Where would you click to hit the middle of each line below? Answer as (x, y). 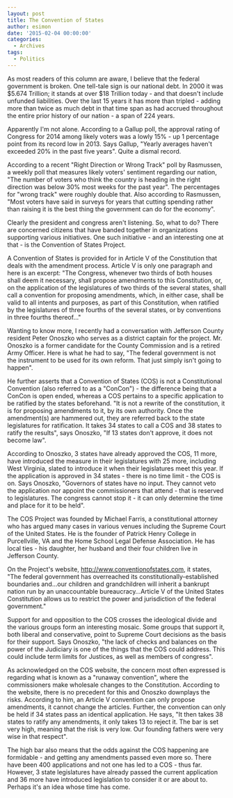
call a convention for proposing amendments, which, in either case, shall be (115, 295)
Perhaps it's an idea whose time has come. (69, 787)
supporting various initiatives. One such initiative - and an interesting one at (115, 237)
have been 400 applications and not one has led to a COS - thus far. (105, 765)
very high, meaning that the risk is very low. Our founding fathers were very (115, 729)
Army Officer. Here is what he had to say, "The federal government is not (112, 352)
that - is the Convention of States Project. (67, 245)
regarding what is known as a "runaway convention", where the (98, 677)
